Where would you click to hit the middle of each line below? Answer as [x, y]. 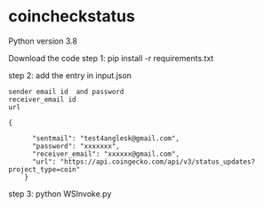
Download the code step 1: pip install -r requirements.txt [111, 58]
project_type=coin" [44, 169]
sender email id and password [66, 92]
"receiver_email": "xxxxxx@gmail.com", [105, 154]
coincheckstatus [72, 16]
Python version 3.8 [43, 41]
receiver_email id [42, 100]
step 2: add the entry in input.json [70, 75]
